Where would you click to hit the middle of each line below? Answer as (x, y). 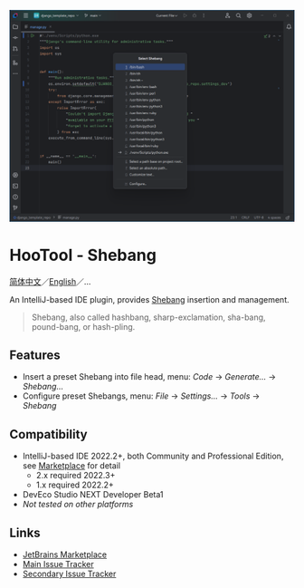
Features (35, 355)
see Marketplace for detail (71, 466)
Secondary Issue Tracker (69, 574)
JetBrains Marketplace (64, 554)
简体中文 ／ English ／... (50, 281)
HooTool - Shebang (83, 255)
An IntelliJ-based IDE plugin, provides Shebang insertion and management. (149, 299)
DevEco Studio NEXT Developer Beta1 (93, 495)
